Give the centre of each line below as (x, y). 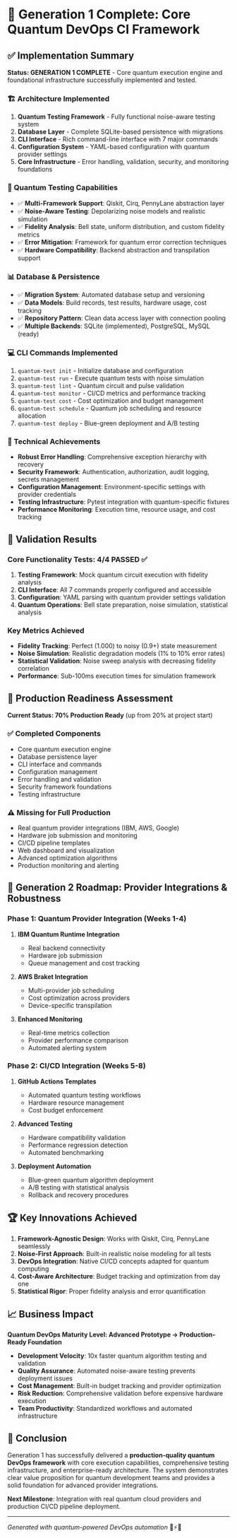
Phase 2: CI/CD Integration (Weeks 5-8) (77, 1066)
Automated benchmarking (66, 1152)
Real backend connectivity (67, 948)
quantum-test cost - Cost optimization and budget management (110, 401)
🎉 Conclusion (37, 1438)
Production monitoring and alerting (68, 865)
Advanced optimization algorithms (67, 857)
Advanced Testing (45, 1124)
